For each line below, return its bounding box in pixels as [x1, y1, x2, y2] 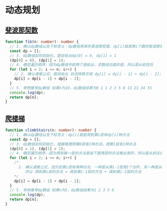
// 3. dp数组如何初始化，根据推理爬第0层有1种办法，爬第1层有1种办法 [9, 141, 137, 146]
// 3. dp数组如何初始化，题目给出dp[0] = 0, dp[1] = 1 [9, 53, 117, 58]
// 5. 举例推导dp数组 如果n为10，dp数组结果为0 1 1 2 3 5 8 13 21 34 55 [9, 85, 152, 90]
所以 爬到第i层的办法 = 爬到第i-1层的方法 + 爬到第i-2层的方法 [25, 169, 142, 174]
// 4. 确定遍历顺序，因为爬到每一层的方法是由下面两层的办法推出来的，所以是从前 [9, 151, 157, 156]
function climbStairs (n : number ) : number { [5, 128, 97, 133]
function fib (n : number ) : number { [5, 39, 79, 44]
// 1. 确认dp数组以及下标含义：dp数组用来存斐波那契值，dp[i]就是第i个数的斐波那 [9, 44, 160, 49]
